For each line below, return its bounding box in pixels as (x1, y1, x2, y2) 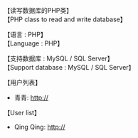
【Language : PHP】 (4, 39, 64, 48)
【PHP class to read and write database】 (4, 15, 127, 23)
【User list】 (4, 109, 41, 117)
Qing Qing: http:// (14, 123, 65, 131)
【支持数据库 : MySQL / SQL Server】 (4, 54, 114, 63)
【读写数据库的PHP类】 (4, 6, 73, 14)
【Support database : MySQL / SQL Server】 (4, 63, 135, 71)
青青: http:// (14, 93, 48, 102)
